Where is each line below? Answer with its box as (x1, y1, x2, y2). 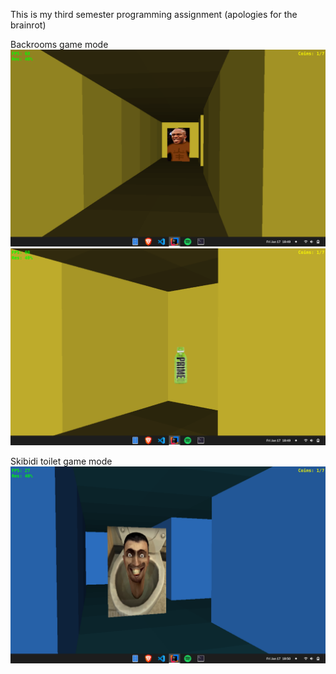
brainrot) (10, 19, 47, 31)
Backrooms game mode (10, 39, 109, 50)
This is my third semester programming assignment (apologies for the (10, 9, 298, 20)
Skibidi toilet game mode (10, 455, 113, 467)
